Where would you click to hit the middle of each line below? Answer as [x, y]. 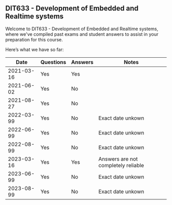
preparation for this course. [34, 39]
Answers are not [118, 159]
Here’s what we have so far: [35, 49]
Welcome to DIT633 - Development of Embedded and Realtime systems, [82, 29]
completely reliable [121, 165]
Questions [53, 62]
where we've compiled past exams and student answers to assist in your [82, 34]
